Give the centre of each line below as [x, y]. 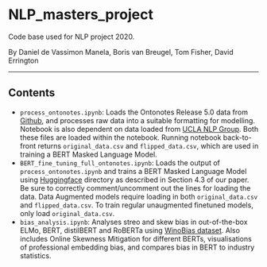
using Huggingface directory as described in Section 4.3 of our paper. [134, 180]
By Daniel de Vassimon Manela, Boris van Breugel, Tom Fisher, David [121, 52]
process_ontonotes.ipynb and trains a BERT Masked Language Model [133, 171]
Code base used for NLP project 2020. [72, 37]
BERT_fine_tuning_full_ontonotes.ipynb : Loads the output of [120, 163]
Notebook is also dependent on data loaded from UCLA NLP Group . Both [139, 129]
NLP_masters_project [81, 15]
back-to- [237, 137]
